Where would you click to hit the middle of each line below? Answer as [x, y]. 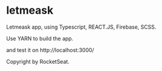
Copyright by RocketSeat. [38, 61]
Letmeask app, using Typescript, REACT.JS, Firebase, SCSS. [81, 27]
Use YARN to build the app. [40, 38]
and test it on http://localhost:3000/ [50, 50]
